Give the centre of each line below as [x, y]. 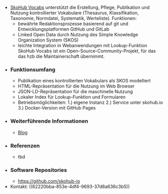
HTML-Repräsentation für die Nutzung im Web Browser [76, 86]
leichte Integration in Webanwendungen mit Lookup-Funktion [82, 45]
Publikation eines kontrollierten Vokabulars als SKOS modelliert [84, 81]
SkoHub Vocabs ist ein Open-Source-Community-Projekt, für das [87, 51]
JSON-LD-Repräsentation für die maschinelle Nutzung [75, 92]
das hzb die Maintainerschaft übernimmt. [61, 56]
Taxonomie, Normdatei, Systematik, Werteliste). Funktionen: [73, 18]
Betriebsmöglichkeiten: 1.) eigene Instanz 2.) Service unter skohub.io [90, 102]
